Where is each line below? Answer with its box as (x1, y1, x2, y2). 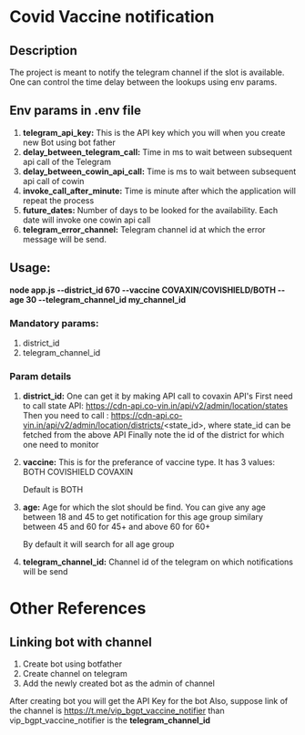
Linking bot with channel (9, 634, 152, 649)
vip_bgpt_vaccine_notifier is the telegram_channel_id (9, 715, 211, 726)
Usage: (9, 260, 52, 275)
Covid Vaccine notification (9, 6, 215, 27)
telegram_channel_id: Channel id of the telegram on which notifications (22, 556, 294, 567)
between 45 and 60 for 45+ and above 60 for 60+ (22, 522, 211, 533)
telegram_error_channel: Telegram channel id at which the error (22, 223, 266, 234)
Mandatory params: (9, 316, 99, 329)
